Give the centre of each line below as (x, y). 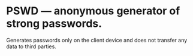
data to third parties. (31, 46)
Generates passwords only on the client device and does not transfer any (97, 40)
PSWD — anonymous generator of (93, 11)
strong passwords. (54, 24)
